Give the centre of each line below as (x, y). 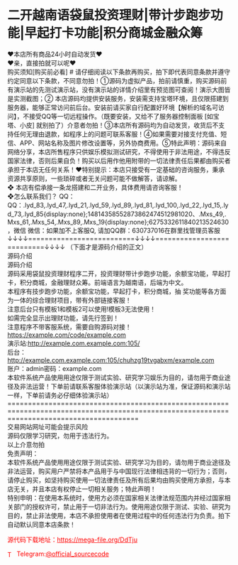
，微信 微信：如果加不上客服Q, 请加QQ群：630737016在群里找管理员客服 (114, 230)
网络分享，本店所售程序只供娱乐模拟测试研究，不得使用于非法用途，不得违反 (119, 151)
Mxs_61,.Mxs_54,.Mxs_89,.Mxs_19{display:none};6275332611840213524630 (118, 222)
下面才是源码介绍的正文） (110, 247)
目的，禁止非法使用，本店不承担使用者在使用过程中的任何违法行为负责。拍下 (119, 515)
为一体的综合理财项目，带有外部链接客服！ (69, 300)
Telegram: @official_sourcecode (63, 554)
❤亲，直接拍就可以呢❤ (42, 63)
